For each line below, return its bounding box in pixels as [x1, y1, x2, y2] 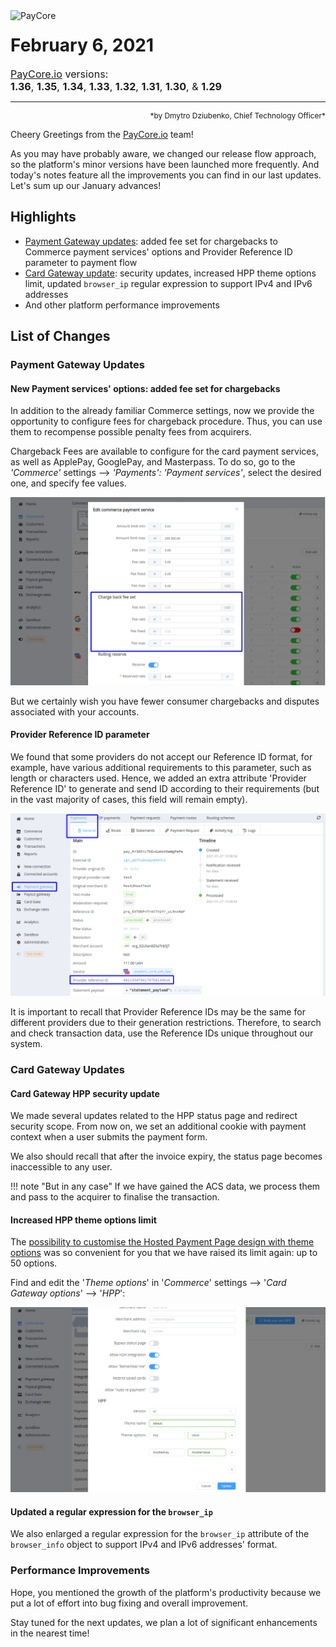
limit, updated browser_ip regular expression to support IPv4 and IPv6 [24, 277, 313, 289]
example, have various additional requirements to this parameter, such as [10, 761, 312, 773]
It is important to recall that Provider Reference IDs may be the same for [10, 1006, 306, 1018]
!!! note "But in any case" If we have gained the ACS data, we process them [10, 1180, 321, 1193]
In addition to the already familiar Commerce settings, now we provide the [10, 405, 315, 417]
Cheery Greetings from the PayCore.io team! [10, 128, 194, 140]
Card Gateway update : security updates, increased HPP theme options [24, 267, 317, 279]
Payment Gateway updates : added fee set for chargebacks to [24, 235, 278, 247]
